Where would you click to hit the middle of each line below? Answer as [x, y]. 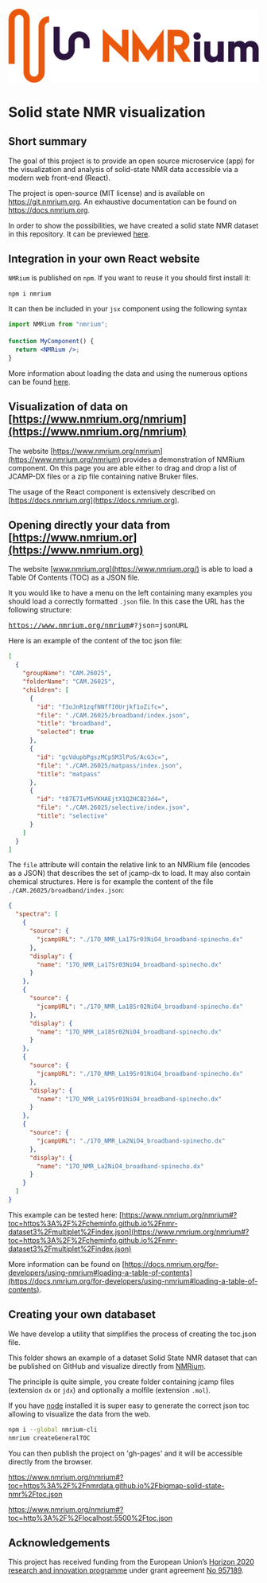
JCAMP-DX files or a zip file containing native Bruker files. [103, 476]
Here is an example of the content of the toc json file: [95, 641]
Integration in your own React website [104, 259]
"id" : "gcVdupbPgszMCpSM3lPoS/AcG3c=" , [103, 757]
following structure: [40, 610]
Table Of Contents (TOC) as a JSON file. [74, 577]
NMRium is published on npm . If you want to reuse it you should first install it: [130, 278]
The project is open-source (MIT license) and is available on [106, 193]
